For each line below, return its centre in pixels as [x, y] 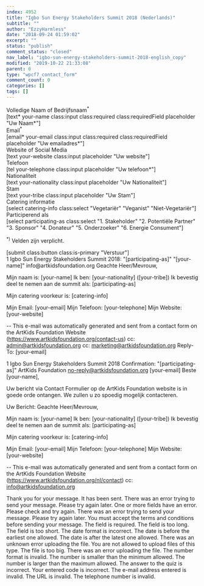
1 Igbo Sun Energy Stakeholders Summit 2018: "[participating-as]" [89, 259]
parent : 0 [19, 69]
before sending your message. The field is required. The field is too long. [98, 524]
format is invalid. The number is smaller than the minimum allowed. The [96, 557]
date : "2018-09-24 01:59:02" [43, 35]
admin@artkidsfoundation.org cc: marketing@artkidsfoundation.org [91, 345]
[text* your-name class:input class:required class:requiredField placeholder [101, 116]
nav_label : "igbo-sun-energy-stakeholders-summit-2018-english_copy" [97, 57]
